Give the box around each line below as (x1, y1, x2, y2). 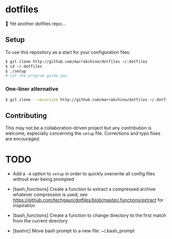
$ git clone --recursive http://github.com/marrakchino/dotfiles (5, 97, 147, 102)
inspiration (12, 203, 35, 209)
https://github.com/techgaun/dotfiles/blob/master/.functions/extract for (12, 197, 164, 203)
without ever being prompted (12, 176, 74, 183)
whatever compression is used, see (12, 191, 88, 198)
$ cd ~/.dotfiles (5, 64, 42, 69)
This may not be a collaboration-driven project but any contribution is (5, 125, 152, 131)
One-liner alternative (5, 86, 59, 93)
